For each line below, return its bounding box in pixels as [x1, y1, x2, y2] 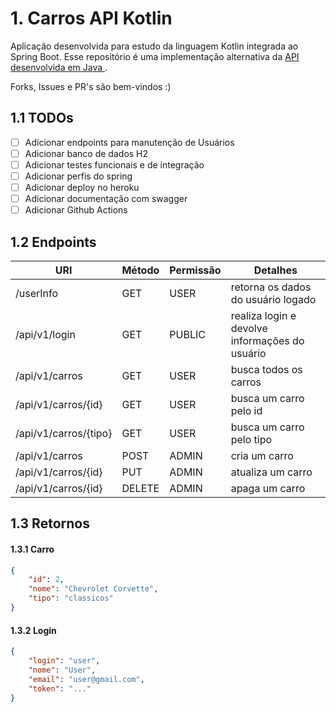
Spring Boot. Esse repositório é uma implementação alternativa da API [10, 50, 300, 62]
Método [121, 263, 160, 277]
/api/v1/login [15, 328, 76, 341]
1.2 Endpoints [10, 233, 97, 251]
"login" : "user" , [28, 656, 101, 666]
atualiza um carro [230, 465, 313, 479]
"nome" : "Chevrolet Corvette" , [28, 584, 159, 594]
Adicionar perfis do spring [24, 170, 133, 182]
